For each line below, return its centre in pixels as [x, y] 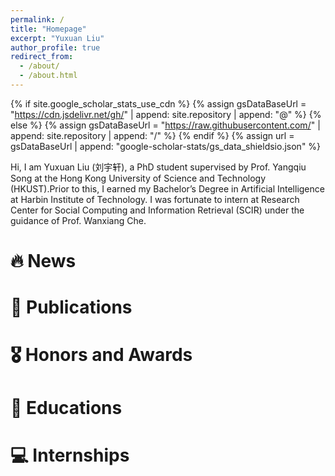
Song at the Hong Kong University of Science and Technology [138, 178]
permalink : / [37, 19]
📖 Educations [66, 407]
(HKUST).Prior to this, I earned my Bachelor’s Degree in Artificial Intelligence [167, 188]
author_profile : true [55, 47]
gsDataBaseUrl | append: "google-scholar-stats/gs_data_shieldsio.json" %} [166, 146]
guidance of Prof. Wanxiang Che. [78, 220]
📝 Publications [71, 307]
